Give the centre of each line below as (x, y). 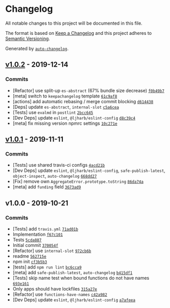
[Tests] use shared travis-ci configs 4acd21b (59, 165)
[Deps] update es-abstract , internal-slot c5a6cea (66, 107)
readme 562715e (30, 256)
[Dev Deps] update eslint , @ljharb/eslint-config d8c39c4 (74, 118)
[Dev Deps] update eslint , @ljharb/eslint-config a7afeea (74, 300)
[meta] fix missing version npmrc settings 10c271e (65, 123)
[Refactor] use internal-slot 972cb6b (52, 251)
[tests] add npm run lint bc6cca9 (47, 267)
